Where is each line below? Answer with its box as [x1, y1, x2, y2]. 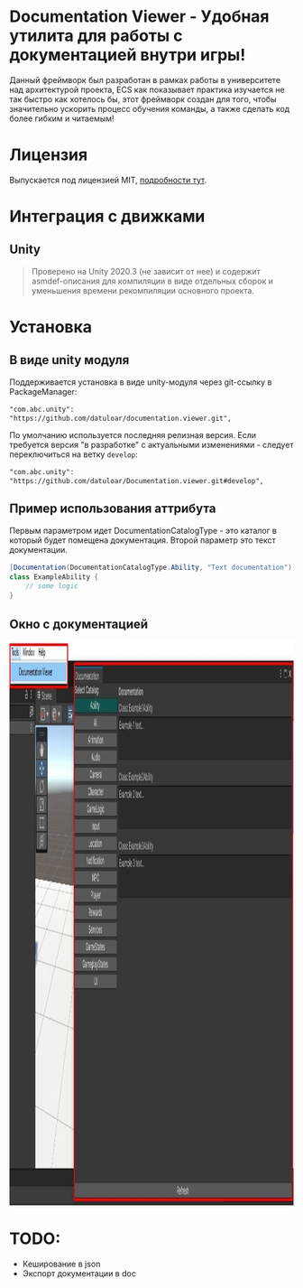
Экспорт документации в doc [22, 1267, 137, 1279]
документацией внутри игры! [9, 45, 246, 65]
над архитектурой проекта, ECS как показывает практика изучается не [9, 84, 286, 95]
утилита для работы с [9, 25, 183, 46]
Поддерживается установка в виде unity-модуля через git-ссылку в [9, 377, 272, 387]
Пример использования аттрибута [9, 501, 216, 517]
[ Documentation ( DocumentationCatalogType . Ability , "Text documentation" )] [9, 563, 297, 572]
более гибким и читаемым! [9, 113, 115, 124]
